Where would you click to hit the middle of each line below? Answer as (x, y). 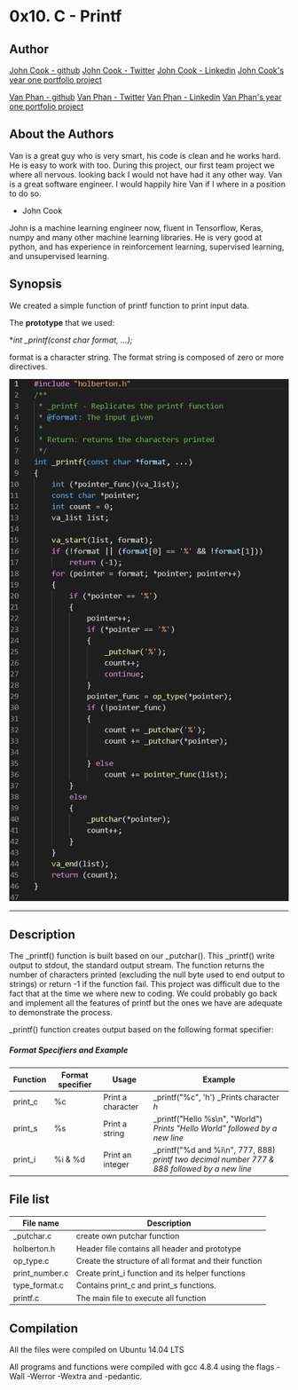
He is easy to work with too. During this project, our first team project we (142, 165)
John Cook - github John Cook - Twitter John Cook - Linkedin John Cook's (147, 70)
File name (40, 1223)
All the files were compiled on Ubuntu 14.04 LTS (97, 1350)
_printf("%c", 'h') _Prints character (216, 1097)
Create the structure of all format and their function (169, 1260)
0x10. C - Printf (66, 16)
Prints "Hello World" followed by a (215, 1128)
